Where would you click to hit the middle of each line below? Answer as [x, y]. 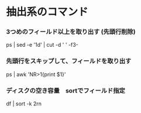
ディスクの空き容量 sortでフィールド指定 [66, 90]
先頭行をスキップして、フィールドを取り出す [69, 61]
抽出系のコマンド [47, 12]
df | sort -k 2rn [24, 104]
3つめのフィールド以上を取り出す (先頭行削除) [71, 32]
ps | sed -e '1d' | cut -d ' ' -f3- [42, 45]
